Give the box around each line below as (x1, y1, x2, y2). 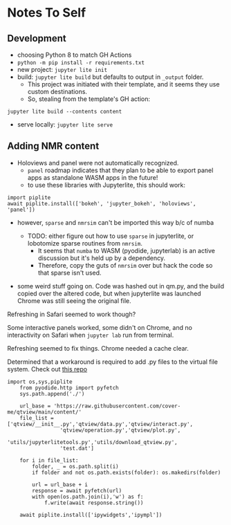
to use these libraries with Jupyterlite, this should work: (27, 181, 185, 189)
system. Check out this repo (7, 365, 88, 373)
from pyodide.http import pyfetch (19, 384, 119, 392)
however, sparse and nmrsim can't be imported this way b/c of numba (17, 218, 214, 226)
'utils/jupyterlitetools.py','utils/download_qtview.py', (7, 439, 178, 445)
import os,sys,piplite (7, 378, 73, 385)
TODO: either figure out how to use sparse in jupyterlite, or (27, 232, 194, 240)
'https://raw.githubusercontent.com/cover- (53, 403, 181, 409)
